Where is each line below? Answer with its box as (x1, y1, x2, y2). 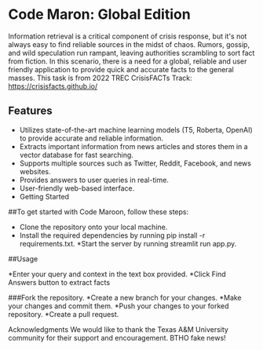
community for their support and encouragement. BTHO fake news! (8, 333, 226, 342)
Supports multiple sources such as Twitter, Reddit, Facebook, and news (19, 159, 251, 168)
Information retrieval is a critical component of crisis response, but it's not (8, 31, 247, 41)
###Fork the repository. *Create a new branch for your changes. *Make (8, 293, 242, 302)
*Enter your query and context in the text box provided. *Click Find (8, 269, 226, 279)
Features (8, 104, 53, 118)
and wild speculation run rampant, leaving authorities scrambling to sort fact (8, 48, 255, 57)
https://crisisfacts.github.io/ (8, 81, 98, 91)
